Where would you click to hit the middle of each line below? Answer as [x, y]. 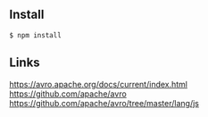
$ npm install [36, 35]
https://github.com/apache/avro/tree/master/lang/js [104, 103]
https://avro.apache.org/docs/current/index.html [99, 84]
